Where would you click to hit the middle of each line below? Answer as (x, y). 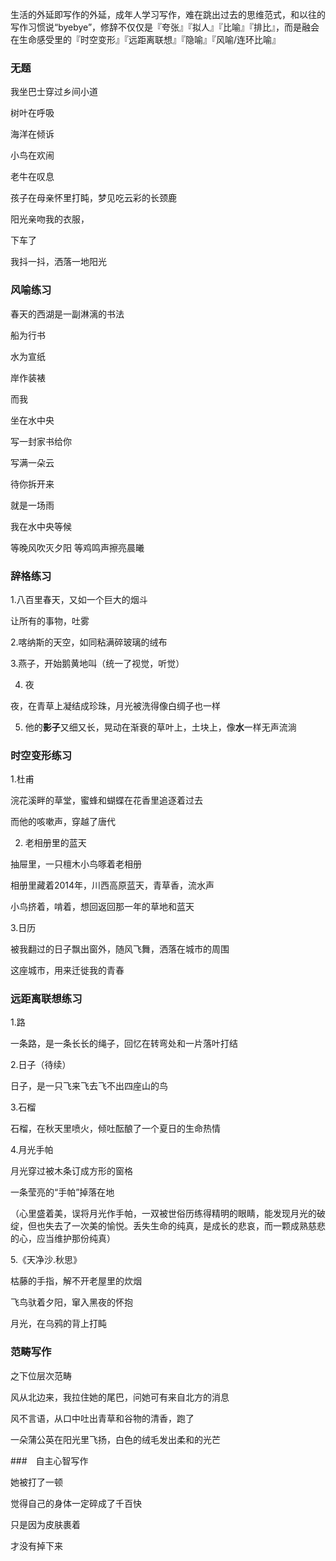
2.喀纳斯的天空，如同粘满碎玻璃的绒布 (89, 642)
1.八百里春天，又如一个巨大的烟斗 (79, 599)
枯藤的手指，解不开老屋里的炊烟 (76, 1281)
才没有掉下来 (36, 1545)
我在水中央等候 (41, 526)
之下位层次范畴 (41, 1375)
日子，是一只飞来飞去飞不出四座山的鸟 (89, 1086)
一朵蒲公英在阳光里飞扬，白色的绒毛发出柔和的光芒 (115, 1439)
